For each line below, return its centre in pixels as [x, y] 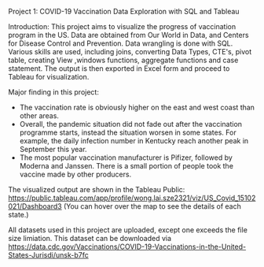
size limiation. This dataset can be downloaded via [90, 238]
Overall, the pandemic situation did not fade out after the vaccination [130, 124]
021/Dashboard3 [35, 206]
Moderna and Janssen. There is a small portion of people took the [126, 166]
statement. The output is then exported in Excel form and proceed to [119, 69]
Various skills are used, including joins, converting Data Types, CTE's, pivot [130, 52]
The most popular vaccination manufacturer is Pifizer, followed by [126, 158]
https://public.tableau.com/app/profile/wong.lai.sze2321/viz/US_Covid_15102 [132, 198]
